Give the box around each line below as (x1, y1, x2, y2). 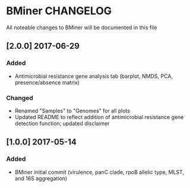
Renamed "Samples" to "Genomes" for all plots (14, 107, 131, 114)
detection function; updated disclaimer (14, 120, 110, 127)
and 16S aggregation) (14, 174, 68, 182)
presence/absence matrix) (14, 79, 80, 86)
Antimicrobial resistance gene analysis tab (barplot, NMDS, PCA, (14, 73, 173, 80)
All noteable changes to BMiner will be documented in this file (6, 24, 157, 31)
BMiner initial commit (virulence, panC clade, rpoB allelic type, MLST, (14, 168, 185, 176)
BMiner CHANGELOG (6, 4, 112, 18)
